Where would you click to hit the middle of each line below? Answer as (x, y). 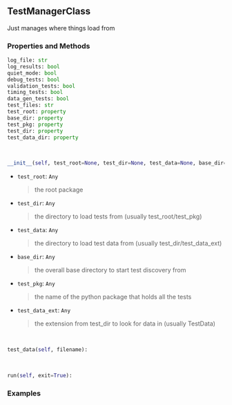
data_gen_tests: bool (38, 99)
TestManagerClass (49, 11)
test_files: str (30, 105)
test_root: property (37, 112)
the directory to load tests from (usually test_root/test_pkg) (118, 216)
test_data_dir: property (43, 138)
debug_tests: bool (33, 79)
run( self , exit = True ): (40, 376)
